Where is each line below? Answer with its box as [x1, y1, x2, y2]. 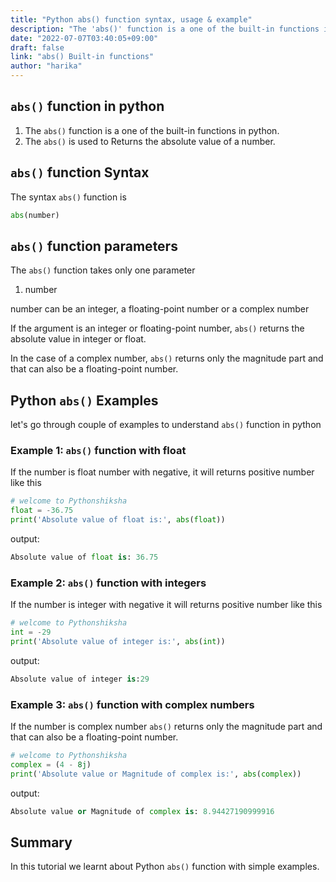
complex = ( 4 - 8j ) [10, 759, 92, 770]
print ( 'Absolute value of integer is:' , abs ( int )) [10, 636, 226, 646]
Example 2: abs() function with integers [10, 576, 207, 590]
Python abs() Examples [10, 392, 159, 409]
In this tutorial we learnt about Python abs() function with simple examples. [10, 861, 320, 873]
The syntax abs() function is [10, 191, 127, 203]
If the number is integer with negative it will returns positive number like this [10, 599, 323, 611]
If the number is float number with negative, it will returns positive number [10, 466, 315, 478]
